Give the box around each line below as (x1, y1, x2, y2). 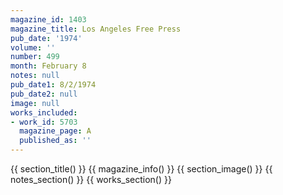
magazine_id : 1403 (10, 14, 87, 25)
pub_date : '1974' (10, 33, 83, 43)
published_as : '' (19, 136, 92, 146)
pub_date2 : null (10, 89, 78, 99)
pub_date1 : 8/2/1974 (10, 80, 97, 90)
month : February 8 (10, 61, 87, 71)
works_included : (10, 107, 78, 118)
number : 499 (10, 52, 60, 62)
